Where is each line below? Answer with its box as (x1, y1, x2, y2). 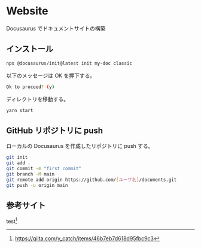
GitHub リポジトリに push (6, 125, 103, 135)
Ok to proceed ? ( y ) (6, 84, 55, 90)
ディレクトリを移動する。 (6, 95, 69, 102)
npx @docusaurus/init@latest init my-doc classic (6, 60, 133, 66)
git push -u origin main (6, 182, 68, 188)
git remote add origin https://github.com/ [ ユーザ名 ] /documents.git (6, 177, 177, 183)
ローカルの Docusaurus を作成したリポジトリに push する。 (6, 143, 154, 150)
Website (6, 4, 48, 18)
